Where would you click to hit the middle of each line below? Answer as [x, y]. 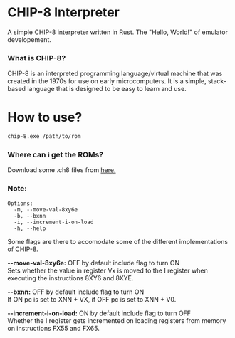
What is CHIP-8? [37, 58]
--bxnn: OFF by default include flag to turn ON [76, 292]
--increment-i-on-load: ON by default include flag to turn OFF [99, 313]
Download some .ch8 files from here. [62, 170]
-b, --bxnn [30, 216]
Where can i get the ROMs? [56, 154]
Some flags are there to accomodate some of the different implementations [118, 241]
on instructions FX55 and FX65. [53, 328]
